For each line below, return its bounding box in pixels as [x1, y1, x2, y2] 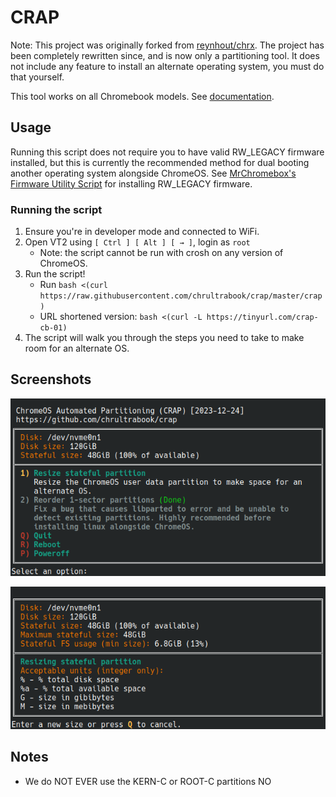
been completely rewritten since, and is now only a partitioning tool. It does [10, 49, 320, 61]
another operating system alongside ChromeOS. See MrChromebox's [10, 167, 297, 179]
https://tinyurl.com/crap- [206, 312, 319, 323]
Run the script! [24, 268, 86, 280]
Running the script [10, 202, 103, 216]
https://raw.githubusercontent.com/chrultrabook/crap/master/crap [39, 291, 323, 301]
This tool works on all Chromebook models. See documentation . [10, 90, 275, 102]
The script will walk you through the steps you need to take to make [24, 332, 305, 344]
